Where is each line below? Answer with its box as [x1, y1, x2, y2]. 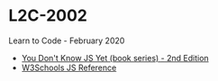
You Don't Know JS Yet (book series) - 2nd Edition [21, 52, 209, 63]
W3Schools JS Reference [21, 62, 117, 73]
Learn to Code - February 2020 [8, 35, 125, 46]
